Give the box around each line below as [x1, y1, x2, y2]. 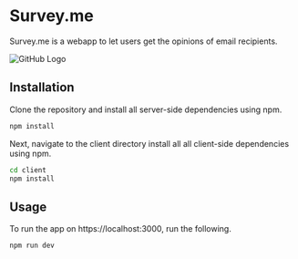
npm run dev [9, 241, 55, 251]
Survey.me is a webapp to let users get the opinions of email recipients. [9, 36, 278, 47]
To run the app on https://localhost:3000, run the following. [9, 223, 232, 234]
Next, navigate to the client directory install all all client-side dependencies [9, 138, 290, 149]
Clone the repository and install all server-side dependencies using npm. [9, 104, 283, 115]
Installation [9, 79, 75, 96]
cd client [9, 165, 47, 174]
